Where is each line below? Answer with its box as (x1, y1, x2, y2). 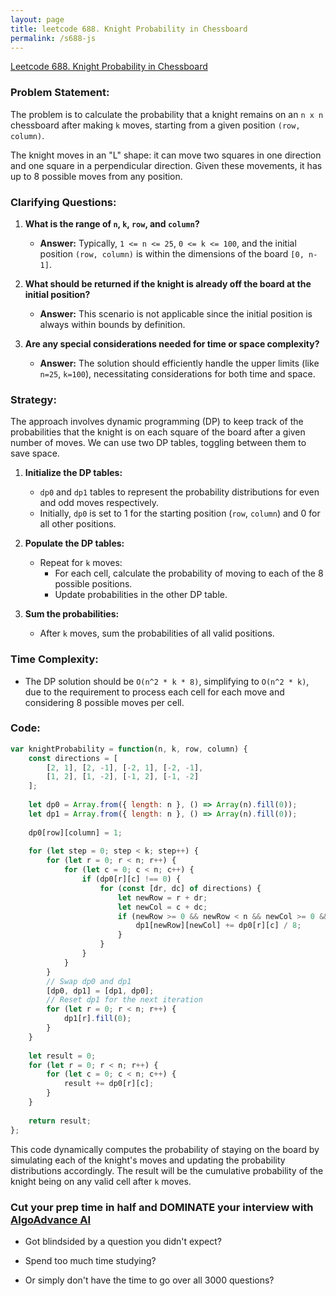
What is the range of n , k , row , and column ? (24, 217, 200, 230)
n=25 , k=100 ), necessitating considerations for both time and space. (39, 367, 316, 380)
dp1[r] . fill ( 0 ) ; (63, 1014, 132, 1024)
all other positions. (39, 518, 117, 530)
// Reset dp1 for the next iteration (46, 995, 203, 1005)
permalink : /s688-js (10, 33, 97, 43)
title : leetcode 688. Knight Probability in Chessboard (10, 24, 248, 34)
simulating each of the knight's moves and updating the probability (10, 1154, 286, 1166)
